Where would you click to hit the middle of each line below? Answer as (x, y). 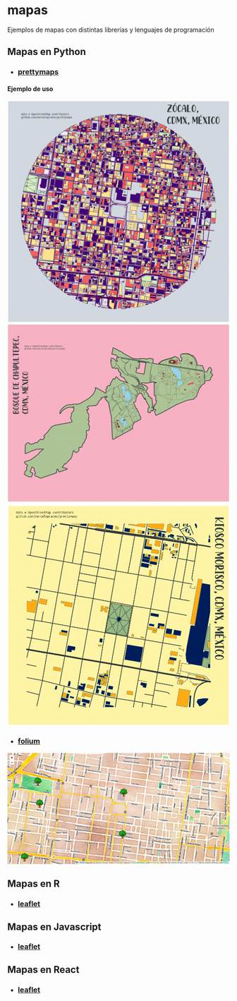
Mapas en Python (47, 52)
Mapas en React (43, 970)
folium (29, 741)
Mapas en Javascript (54, 927)
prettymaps (38, 72)
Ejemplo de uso (30, 89)
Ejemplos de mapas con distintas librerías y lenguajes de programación (111, 30)
